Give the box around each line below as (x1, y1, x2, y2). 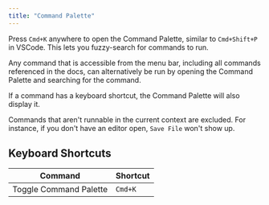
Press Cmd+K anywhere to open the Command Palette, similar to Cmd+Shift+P (8, 34, 259, 43)
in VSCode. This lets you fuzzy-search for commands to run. (8, 42, 209, 52)
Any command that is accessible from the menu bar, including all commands (8, 58, 261, 68)
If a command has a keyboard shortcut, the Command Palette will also (8, 90, 240, 100)
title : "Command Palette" (8, 11, 95, 20)
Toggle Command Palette (12, 184, 108, 195)
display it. (8, 99, 40, 109)
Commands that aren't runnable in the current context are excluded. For (8, 114, 247, 125)
